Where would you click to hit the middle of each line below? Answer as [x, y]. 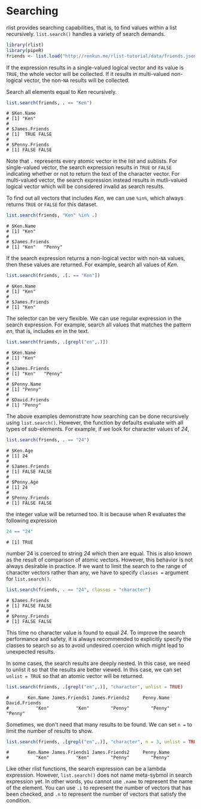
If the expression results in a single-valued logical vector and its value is [95, 68]
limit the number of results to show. [50, 731]
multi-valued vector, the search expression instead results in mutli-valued [97, 180]
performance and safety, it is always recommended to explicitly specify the [99, 639]
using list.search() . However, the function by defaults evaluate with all [95, 423]
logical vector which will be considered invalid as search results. [86, 187]
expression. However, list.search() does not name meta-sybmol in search [99, 775]
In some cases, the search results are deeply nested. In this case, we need [98, 663]
